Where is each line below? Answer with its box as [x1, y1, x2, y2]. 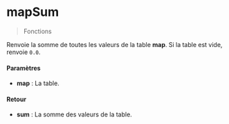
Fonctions [23, 27, 53, 35]
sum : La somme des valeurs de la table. [16, 110, 132, 118]
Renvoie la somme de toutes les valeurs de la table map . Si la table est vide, [6, 40, 223, 48]
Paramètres [6, 64, 41, 72]
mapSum [6, 4, 59, 20]
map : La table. [16, 79, 59, 87]
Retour [6, 95, 27, 103]
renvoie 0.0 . [6, 48, 41, 56]
